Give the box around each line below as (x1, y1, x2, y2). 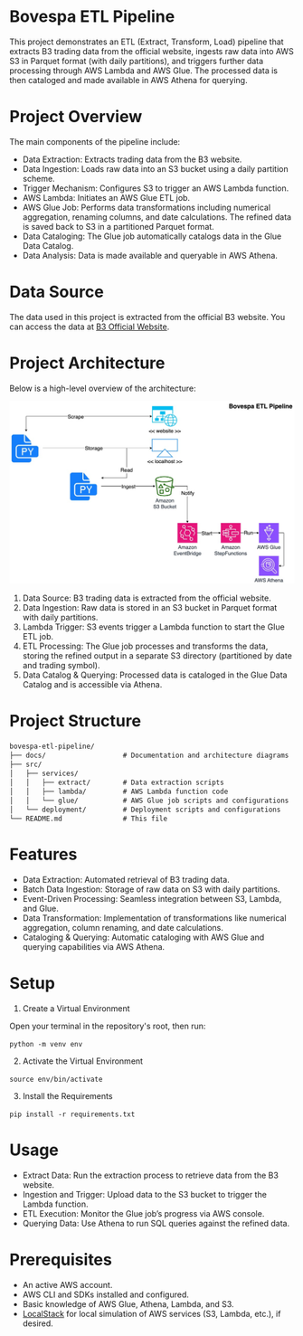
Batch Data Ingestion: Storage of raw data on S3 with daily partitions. (22, 884, 280, 895)
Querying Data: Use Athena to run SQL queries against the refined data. (22, 1218, 290, 1228)
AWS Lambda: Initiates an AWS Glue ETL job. (22, 192, 191, 203)
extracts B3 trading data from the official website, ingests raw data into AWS (9, 45, 294, 56)
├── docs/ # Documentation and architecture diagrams (9, 751, 289, 761)
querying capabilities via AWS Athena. (22, 941, 166, 952)
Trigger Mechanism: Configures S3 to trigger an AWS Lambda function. (22, 183, 289, 194)
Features (9, 844, 78, 865)
